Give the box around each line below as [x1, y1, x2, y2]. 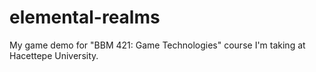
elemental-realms [9, 6, 161, 29]
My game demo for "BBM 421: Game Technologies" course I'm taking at [9, 39, 306, 51]
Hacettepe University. [9, 49, 99, 61]
